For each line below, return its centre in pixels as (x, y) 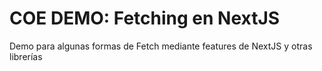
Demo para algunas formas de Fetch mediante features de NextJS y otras (161, 46)
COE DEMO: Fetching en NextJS (145, 18)
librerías (26, 56)
